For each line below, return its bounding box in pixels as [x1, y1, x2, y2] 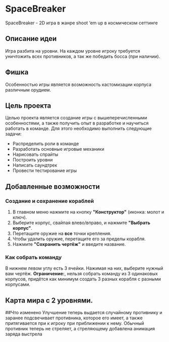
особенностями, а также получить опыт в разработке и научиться [5, 120, 149, 126]
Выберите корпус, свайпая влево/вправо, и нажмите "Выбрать [12, 220, 150, 226]
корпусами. [5, 281, 30, 287]
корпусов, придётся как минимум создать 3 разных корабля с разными [5, 276, 161, 282]
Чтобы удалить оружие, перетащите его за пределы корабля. [12, 236, 146, 242]
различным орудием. [5, 87, 51, 93]
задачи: [5, 131, 22, 137]
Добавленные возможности [5, 182, 100, 191]
